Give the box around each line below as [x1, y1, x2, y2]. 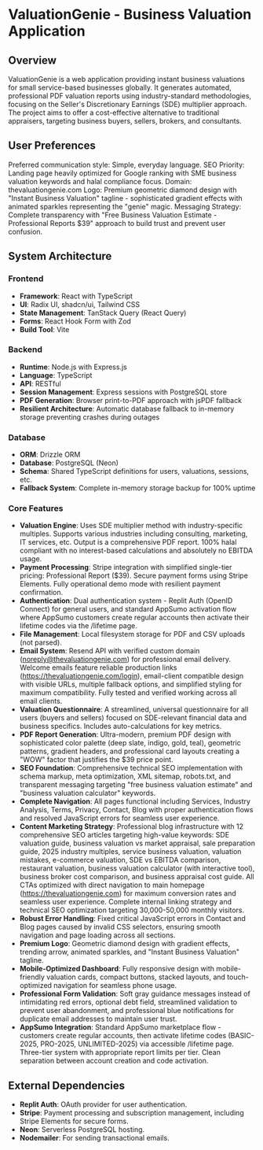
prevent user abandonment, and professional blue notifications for [19, 1006, 234, 1015]
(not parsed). [19, 638, 63, 647]
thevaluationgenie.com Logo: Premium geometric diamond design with [8, 185, 237, 194]
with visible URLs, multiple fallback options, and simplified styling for [19, 679, 242, 690]
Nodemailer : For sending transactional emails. [19, 1133, 170, 1143]
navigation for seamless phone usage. [53, 981, 177, 990]
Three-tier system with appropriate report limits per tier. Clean [19, 1048, 221, 1057]
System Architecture [8, 250, 112, 263]
